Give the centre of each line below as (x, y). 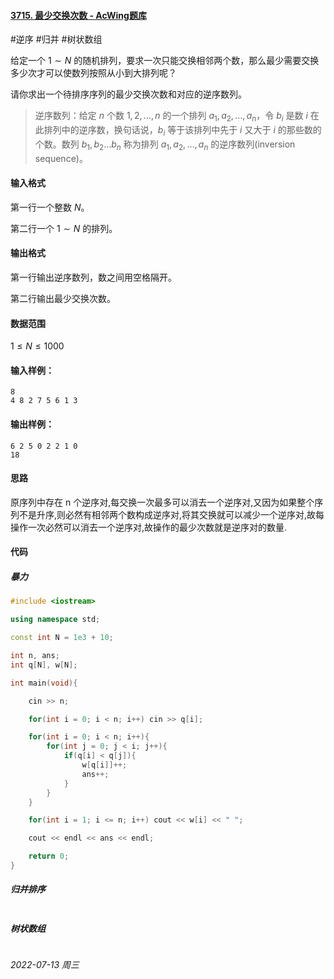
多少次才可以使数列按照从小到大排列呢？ (93, 73)
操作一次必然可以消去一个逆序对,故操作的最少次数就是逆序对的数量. (149, 527)
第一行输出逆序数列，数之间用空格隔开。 (93, 277)
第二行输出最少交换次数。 (63, 298)
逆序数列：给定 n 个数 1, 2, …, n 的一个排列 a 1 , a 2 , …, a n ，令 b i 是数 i (171, 117)
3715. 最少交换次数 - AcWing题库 (78, 15)
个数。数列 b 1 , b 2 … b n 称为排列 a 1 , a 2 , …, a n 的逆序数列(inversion (165, 145)
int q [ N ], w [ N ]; (44, 665)
